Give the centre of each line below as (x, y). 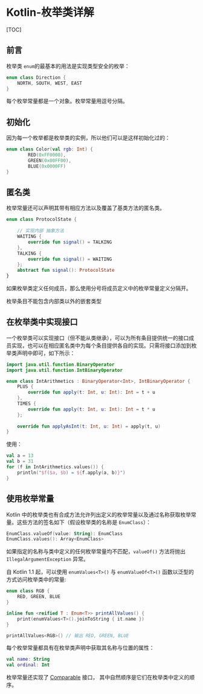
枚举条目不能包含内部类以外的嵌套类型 (54, 301)
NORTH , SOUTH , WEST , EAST (50, 83)
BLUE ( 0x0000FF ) (47, 166)
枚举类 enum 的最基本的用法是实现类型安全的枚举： (68, 66)
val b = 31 (20, 462)
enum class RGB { (28, 591)
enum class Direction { (36, 77)
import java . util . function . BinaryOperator (60, 365)
